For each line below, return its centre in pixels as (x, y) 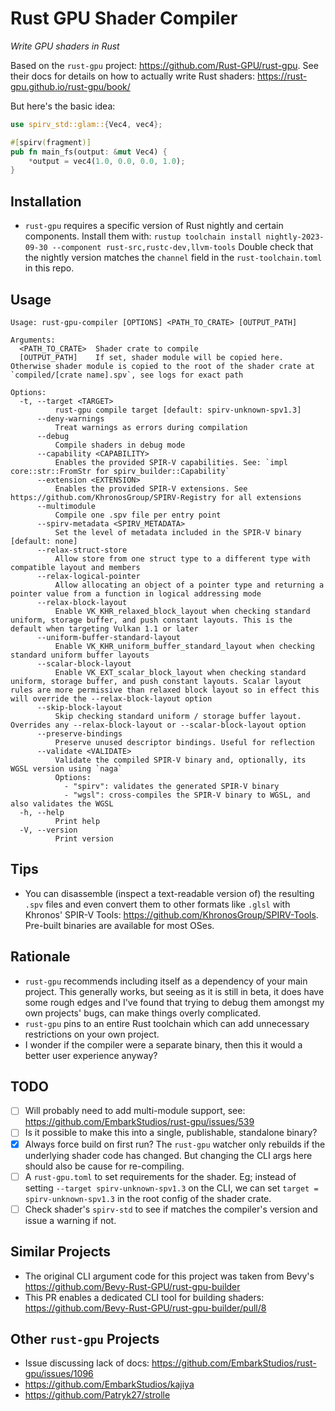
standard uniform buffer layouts (80, 655)
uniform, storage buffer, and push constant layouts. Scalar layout (156, 681)
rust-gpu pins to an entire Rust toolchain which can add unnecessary (167, 1023)
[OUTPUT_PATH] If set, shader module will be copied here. (151, 357)
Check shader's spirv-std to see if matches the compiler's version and (171, 1209)
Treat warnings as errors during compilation (151, 427)
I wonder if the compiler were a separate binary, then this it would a (163, 1044)
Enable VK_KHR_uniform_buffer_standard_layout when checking (184, 646)
